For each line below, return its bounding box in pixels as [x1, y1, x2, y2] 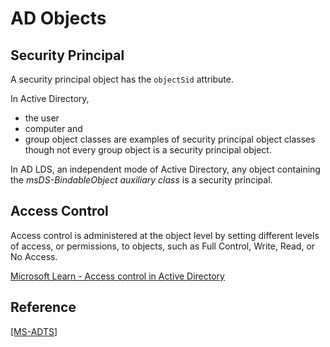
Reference [10, 299, 77, 316]
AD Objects [10, 7, 107, 30]
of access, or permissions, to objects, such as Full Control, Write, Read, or [10, 240, 316, 252]
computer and [24, 123, 83, 134]
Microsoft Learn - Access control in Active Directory [10, 270, 225, 282]
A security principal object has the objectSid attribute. [10, 73, 234, 85]
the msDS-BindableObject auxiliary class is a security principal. [10, 174, 273, 186]
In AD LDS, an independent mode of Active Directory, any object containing [10, 163, 321, 175]
